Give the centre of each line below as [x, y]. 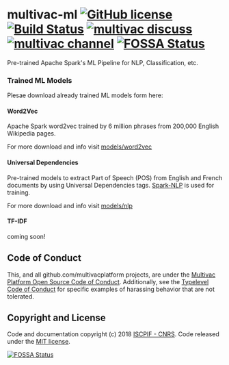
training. [19, 192]
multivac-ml [42, 15]
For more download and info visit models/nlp [70, 205]
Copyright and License [56, 318]
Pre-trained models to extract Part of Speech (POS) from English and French [115, 177]
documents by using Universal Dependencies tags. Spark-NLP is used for [111, 185]
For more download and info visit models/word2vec [80, 147]
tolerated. [21, 296]
